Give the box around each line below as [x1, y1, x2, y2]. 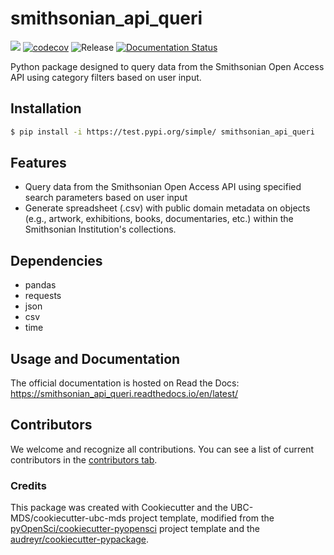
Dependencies [10, 252, 103, 269]
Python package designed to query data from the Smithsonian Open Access [10, 60, 325, 72]
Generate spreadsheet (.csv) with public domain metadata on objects [24, 202, 311, 214]
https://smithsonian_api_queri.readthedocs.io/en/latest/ [10, 388, 239, 400]
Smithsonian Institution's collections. [24, 223, 177, 236]
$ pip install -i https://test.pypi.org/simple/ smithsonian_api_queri [10, 127, 315, 137]
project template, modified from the [128, 512, 275, 524]
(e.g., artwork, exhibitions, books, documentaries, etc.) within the [24, 213, 294, 225]
